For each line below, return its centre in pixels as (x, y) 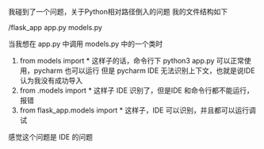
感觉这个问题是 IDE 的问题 (51, 137)
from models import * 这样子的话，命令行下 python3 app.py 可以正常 (132, 61)
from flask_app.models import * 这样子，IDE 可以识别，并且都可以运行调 (138, 110)
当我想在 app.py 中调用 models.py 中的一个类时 (86, 44)
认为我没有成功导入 (51, 80)
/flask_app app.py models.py (55, 27)
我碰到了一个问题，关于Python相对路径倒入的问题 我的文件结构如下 (118, 11)
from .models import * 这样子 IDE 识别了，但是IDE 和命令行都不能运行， (136, 90)
